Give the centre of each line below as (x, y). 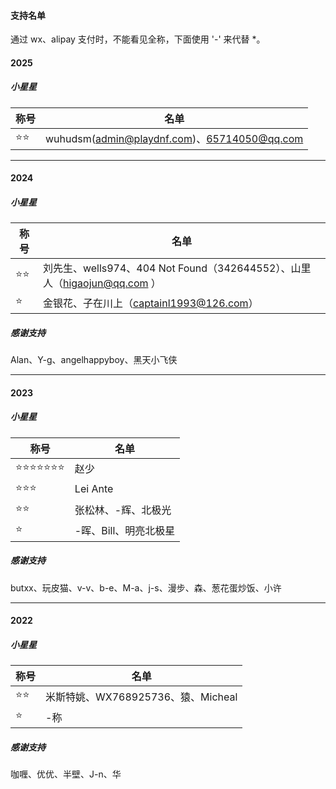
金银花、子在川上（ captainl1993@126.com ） (150, 303)
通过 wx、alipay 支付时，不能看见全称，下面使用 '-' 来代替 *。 (138, 39)
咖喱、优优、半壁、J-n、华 (66, 774)
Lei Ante (94, 489)
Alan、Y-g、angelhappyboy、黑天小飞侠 (94, 360)
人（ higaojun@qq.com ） (102, 283)
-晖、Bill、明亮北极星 (125, 531)
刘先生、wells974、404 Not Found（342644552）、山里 (177, 268)
